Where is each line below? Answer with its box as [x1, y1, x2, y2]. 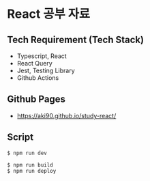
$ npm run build [7, 161, 53, 168]
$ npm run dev [7, 150, 48, 156]
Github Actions [16, 74, 59, 82]
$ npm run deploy [7, 167, 57, 174]
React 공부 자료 [7, 6, 91, 22]
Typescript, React [16, 52, 67, 60]
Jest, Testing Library [16, 66, 75, 74]
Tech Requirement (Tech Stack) [7, 33, 145, 45]
